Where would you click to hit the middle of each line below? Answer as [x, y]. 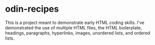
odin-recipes [32, 9]
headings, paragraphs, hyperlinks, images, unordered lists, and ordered [78, 33]
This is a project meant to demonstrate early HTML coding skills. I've [75, 22]
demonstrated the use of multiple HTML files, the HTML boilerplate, [74, 27]
